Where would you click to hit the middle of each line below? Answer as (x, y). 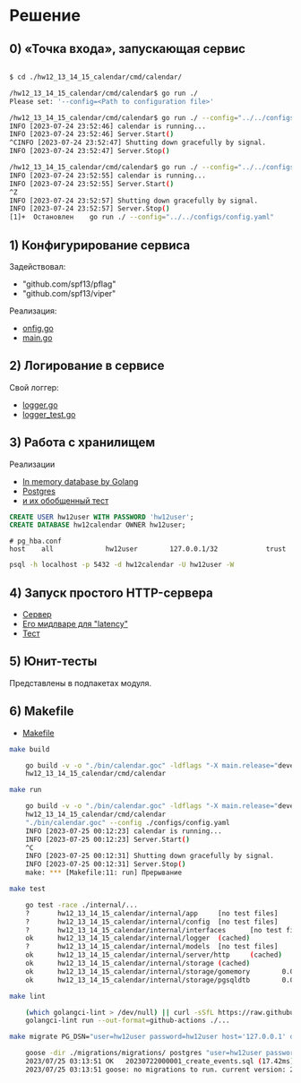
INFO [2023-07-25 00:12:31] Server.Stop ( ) (106, 864)
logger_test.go (49, 414)
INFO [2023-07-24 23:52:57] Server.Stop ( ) (90, 209)
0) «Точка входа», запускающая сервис (128, 49)
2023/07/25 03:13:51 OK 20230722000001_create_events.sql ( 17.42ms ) (160, 1062)
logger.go (40, 405)
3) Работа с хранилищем (82, 443)
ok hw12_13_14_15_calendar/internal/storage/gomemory (138, 971)
